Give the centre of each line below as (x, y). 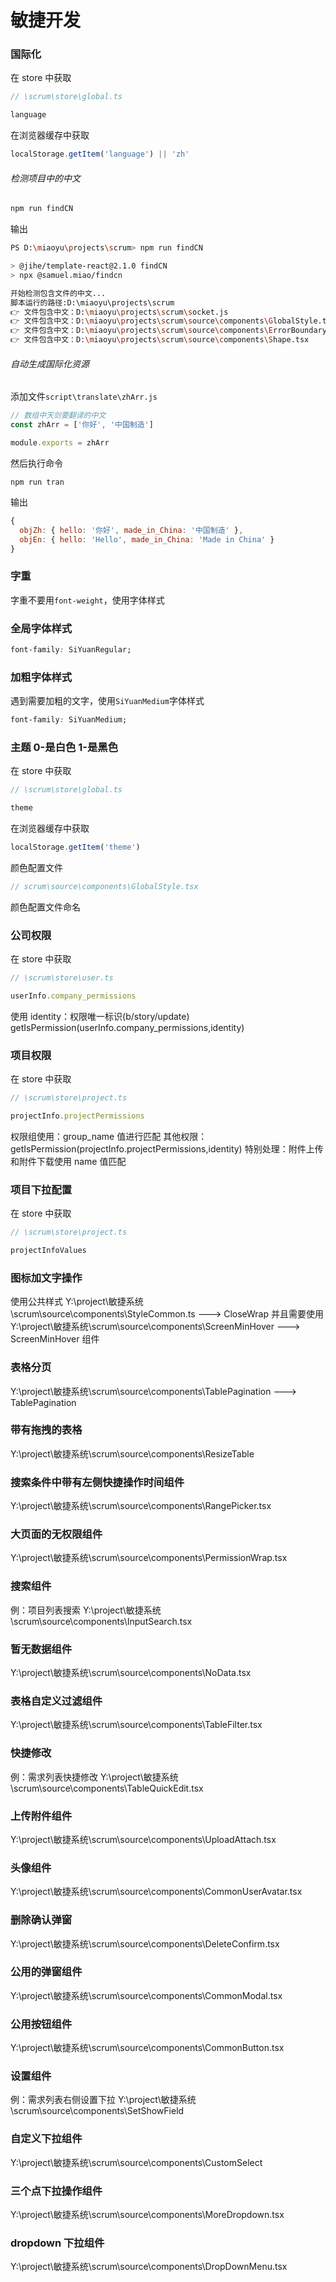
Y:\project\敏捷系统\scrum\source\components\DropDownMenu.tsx (149, 2267)
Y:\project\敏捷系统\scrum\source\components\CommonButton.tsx (147, 2048)
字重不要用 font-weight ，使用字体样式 (87, 600)
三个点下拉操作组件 (56, 2191)
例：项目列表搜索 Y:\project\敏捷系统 (86, 1610)
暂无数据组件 (41, 1649)
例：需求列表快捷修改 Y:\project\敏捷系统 (94, 1777)
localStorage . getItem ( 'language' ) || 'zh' (100, 154)
